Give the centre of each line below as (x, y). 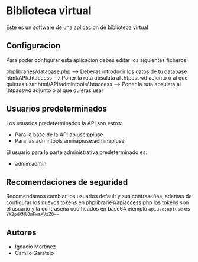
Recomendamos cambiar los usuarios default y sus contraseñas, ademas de (99, 196)
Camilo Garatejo (34, 253)
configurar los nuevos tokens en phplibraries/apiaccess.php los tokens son (98, 202)
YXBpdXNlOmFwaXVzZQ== (33, 214)
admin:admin (30, 163)
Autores (21, 232)
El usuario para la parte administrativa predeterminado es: (77, 152)
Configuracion (33, 46)
